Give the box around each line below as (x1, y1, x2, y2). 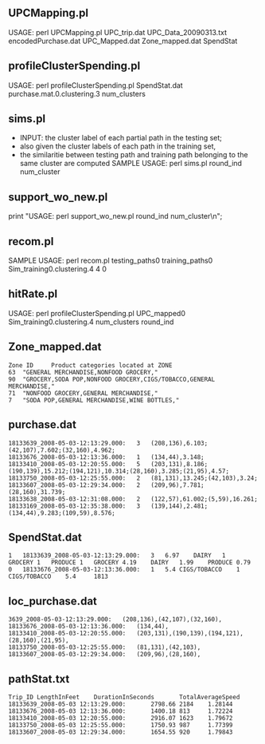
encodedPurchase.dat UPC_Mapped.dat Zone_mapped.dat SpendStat (8, 36, 238, 46)
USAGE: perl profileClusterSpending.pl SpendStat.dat (8, 80, 183, 90)
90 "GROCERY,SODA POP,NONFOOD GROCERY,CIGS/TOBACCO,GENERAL (8, 375, 216, 383)
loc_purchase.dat (8, 594, 98, 607)
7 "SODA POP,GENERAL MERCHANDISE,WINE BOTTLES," (8, 396, 180, 404)
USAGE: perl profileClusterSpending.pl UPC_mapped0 (8, 308, 185, 318)
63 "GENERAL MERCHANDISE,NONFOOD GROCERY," (8, 368, 158, 376)
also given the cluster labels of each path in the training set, (19, 141, 216, 151)
